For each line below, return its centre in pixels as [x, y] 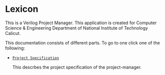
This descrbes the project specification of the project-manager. [77, 67]
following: [15, 48]
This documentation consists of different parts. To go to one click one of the [82, 42]
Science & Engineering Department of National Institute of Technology [77, 28]
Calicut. [13, 33]
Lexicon [22, 9]
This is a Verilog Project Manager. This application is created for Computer [81, 23]
